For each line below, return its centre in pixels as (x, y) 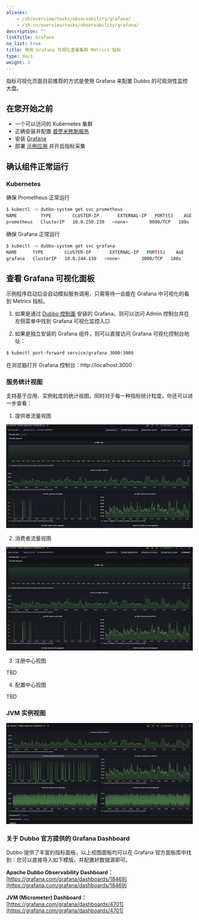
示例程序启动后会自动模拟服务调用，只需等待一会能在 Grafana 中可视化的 (95, 294)
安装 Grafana (31, 139)
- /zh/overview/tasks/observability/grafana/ (74, 19)
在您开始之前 (30, 109)
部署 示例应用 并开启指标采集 (50, 146)
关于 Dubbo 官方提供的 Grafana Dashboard (68, 838)
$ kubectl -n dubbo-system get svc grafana (61, 246)
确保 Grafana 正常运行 (33, 234)
